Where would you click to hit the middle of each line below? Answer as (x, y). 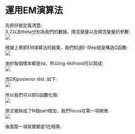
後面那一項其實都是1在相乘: (33, 126)
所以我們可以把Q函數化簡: (32, 95)
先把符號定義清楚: (24, 25)
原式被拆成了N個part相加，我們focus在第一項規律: (57, 110)
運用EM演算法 (34, 10)
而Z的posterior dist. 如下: (31, 79)
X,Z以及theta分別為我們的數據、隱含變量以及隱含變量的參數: (67, 31)
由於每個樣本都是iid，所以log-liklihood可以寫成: (54, 63)
